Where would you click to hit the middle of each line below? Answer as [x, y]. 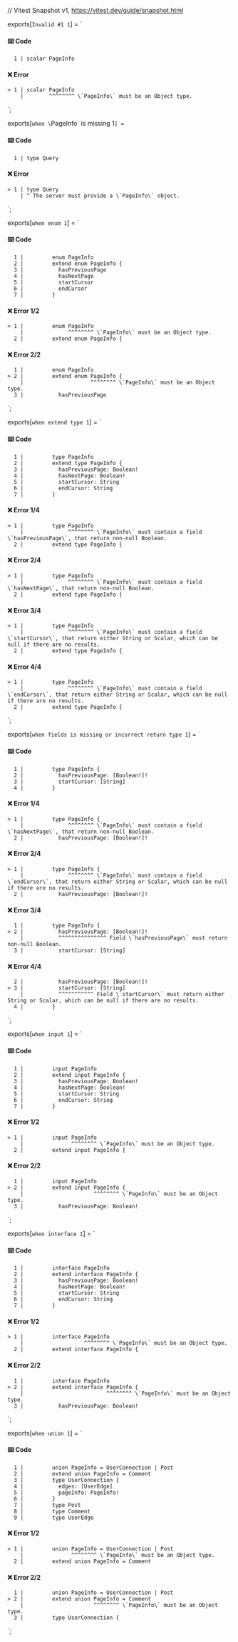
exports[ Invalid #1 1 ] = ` [45, 24]
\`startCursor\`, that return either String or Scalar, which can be [113, 639]
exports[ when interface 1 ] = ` [51, 1234]
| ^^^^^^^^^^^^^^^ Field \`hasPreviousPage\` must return [124, 938]
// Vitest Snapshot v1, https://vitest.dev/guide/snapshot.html [95, 10]
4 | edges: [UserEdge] [63, 1486]
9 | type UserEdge [54, 1518]
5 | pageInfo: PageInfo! [67, 1493]
